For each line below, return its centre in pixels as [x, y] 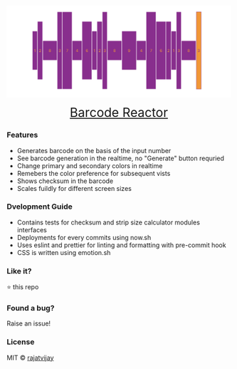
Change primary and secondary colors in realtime [90, 165]
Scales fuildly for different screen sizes [74, 188]
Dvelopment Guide [39, 207]
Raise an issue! [29, 323]
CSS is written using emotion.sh [64, 252]
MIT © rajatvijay [30, 358]
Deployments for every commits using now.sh [84, 237]
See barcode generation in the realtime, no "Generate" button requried [121, 158]
